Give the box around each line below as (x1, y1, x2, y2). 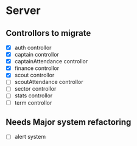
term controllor (14, 99, 52, 106)
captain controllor (14, 51, 59, 58)
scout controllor (14, 71, 55, 79)
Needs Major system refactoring (5, 117, 132, 127)
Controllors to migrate (5, 28, 91, 38)
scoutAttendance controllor (14, 78, 83, 86)
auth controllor (14, 44, 52, 51)
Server (5, 4, 41, 18)
